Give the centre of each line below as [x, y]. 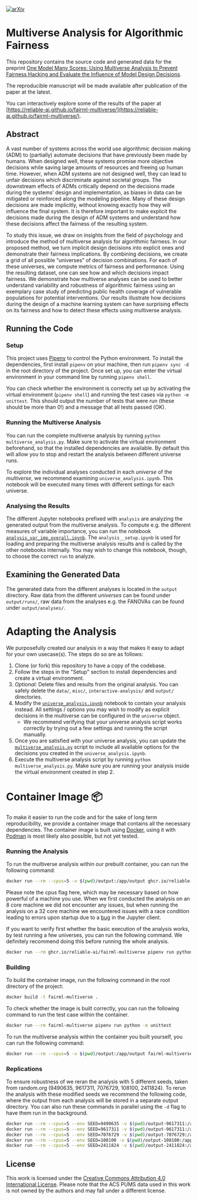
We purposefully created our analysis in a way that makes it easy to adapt [95, 647]
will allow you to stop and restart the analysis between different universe [94, 454]
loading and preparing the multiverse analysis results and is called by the [94, 544]
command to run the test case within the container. [67, 1014]
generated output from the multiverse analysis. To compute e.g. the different [98, 525]
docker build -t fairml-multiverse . [52, 997]
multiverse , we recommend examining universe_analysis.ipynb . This [90, 478]
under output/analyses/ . [36, 607]
